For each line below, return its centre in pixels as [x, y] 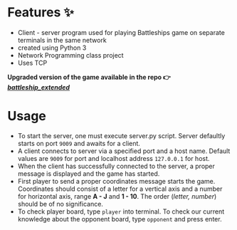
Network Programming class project [70, 55]
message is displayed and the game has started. [89, 173]
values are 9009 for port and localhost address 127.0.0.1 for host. [114, 158]
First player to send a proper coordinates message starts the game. [116, 181]
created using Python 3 [52, 48]
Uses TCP [32, 63]
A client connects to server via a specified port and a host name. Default [124, 151]
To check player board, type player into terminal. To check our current [121, 211]
